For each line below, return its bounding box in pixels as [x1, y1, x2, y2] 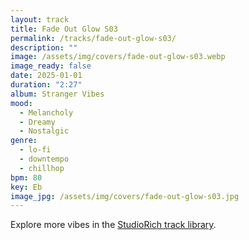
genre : [10, 136, 38, 146]
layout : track [10, 14, 70, 25]
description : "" [10, 42, 78, 53]
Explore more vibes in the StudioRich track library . [10, 219, 217, 231]
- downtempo [19, 154, 70, 164]
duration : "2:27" [10, 80, 83, 90]
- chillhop [19, 163, 65, 173]
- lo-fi [19, 145, 52, 155]
